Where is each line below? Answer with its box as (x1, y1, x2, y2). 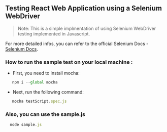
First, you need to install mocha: (12, 70, 80, 76)
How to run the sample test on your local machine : (5, 58, 133, 65)
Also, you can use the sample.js (5, 111, 85, 118)
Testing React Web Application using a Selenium (5, 4, 162, 13)
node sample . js (10, 122, 42, 127)
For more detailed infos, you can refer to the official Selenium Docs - (5, 40, 149, 47)
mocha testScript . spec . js (12, 99, 67, 104)
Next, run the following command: (12, 89, 84, 95)
